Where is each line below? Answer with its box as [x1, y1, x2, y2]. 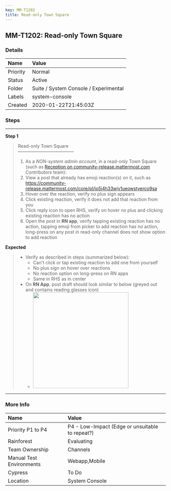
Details [5, 46, 23, 54]
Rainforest [8, 437, 33, 445]
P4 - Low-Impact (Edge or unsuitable [67, 423, 159, 430]
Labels [8, 93, 24, 100]
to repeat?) [67, 429, 94, 436]
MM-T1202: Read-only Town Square [5, 31, 123, 40]
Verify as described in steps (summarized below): [25, 254, 130, 261]
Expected [5, 244, 26, 250]
